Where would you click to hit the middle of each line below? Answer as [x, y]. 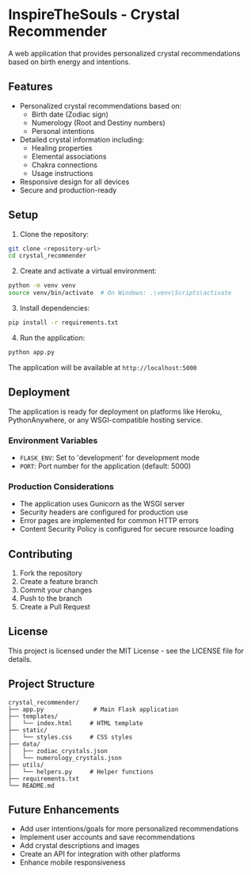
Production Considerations [61, 487]
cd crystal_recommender [48, 256]
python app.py [32, 352]
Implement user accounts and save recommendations [107, 837]
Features [30, 87]
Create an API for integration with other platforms [100, 854]
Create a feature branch [59, 582]
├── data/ [25, 744]
